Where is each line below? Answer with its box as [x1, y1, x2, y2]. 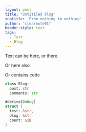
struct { [5, 104, 23, 109]
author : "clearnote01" [5, 21, 51, 26]
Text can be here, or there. [5, 53, 59, 59]
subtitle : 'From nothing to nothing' [5, 16, 82, 21]
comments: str [9, 91, 38, 96]
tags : [5, 30, 16, 35]
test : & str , [9, 109, 34, 114]
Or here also [5, 62, 30, 68]
